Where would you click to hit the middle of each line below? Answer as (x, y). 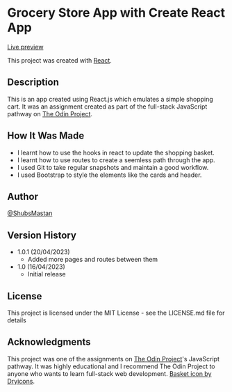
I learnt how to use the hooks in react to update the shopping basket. (116, 152)
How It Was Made (46, 136)
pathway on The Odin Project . (50, 113)
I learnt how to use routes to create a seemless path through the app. (116, 160)
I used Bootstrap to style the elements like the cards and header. (109, 175)
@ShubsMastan (30, 213)
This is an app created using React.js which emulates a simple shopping (110, 99)
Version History (42, 235)
